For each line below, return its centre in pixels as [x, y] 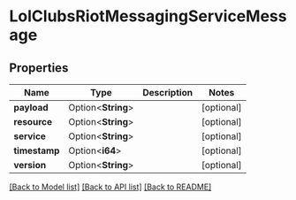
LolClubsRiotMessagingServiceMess [148, 16]
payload [31, 108]
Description [167, 92]
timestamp [37, 150]
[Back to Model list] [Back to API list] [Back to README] [110, 187]
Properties [39, 68]
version [30, 165]
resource [33, 122]
